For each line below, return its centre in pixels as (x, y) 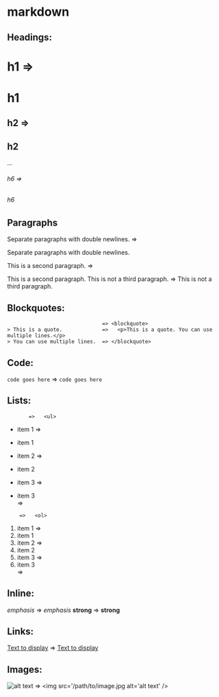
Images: (25, 669)
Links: (21, 632)
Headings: (30, 37)
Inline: (21, 594)
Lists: (19, 401)
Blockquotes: (36, 308)
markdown (38, 12)
